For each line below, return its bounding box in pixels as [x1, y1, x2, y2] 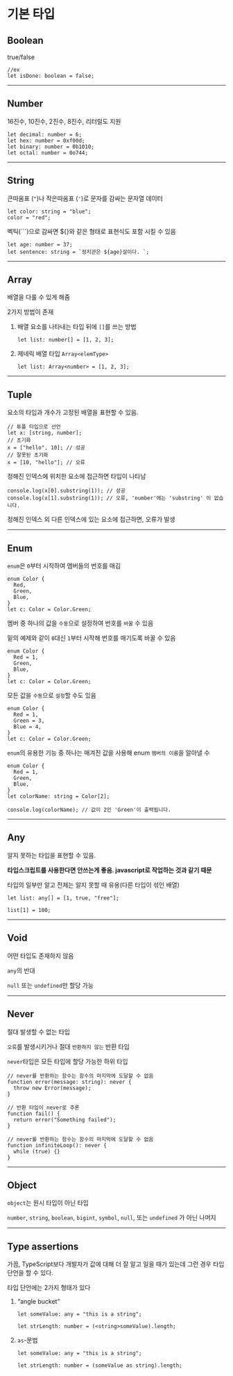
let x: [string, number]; [7, 429, 82, 437]
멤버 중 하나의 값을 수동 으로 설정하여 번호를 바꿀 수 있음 [7, 619, 154, 627]
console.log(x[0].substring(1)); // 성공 [7, 488, 126, 495]
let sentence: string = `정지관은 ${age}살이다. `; [7, 248, 150, 255]
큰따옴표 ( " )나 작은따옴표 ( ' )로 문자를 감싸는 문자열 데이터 [7, 194, 163, 202]
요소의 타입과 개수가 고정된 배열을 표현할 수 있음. [7, 408, 139, 417]
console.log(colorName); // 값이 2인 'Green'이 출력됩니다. [7, 806, 171, 814]
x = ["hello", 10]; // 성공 [7, 445, 85, 451]
